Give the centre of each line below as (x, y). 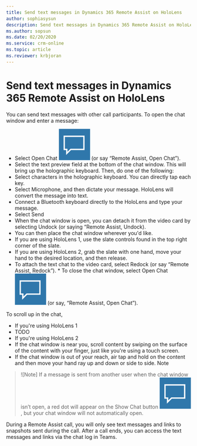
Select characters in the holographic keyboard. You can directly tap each (103, 177)
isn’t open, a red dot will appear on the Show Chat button (89, 407)
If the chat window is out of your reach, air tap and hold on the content (100, 357)
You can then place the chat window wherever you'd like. (84, 233)
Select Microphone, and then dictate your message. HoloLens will (94, 189)
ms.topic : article (28, 50)
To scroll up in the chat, (34, 314)
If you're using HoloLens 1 (46, 326)
